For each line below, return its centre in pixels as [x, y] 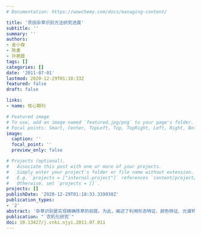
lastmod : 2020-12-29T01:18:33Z [45, 79]
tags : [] [17, 61]
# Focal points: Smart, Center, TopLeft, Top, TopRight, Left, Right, [96, 128]
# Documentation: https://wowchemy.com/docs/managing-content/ [87, 12]
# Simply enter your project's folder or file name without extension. [100, 172]
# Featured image [28, 117]
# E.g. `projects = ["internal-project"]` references [77, 177]
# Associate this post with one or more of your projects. [84, 166]
